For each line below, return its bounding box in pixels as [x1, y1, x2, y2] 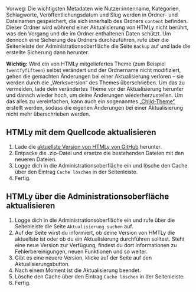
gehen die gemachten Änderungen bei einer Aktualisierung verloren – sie [6, 73, 184, 80]
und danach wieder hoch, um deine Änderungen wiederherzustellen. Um [6, 91, 183, 99]
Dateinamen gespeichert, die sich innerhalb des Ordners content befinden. [6, 18, 188, 24]
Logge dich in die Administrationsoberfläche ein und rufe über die [14, 216, 175, 224]
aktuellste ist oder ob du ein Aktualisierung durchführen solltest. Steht [14, 235, 185, 242]
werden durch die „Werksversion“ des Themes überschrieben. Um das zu [6, 79, 185, 86]
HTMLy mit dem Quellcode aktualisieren [6, 127, 156, 137]
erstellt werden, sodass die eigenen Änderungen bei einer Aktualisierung [6, 104, 184, 111]
